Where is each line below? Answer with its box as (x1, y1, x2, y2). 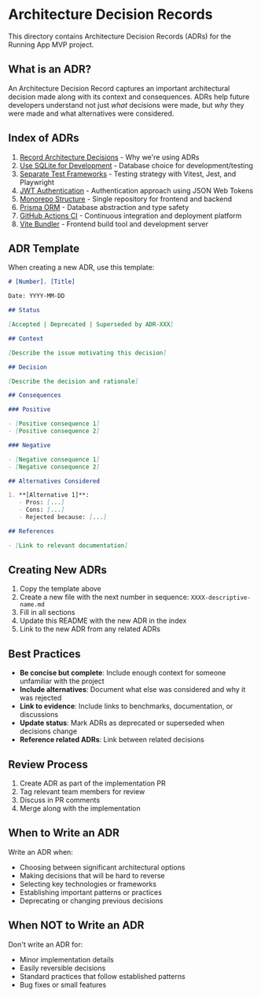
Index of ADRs (8, 131, 80, 145)
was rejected (19, 693, 62, 703)
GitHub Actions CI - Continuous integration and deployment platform (19, 211, 242, 220)
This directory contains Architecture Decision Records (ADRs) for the (8, 31, 232, 41)
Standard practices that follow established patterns (19, 971, 186, 980)
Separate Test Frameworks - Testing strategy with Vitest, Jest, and (19, 169, 237, 178)
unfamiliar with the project (19, 676, 105, 686)
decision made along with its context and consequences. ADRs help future (8, 92, 250, 101)
